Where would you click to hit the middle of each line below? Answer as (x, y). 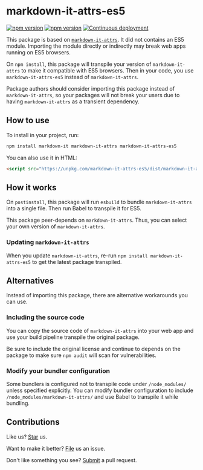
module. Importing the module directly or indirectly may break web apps (96, 46)
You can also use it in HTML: (42, 158)
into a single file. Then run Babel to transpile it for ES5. (74, 208)
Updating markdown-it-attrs (48, 242)
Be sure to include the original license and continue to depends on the (94, 349)
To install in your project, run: (43, 135)
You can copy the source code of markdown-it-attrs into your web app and (100, 330)
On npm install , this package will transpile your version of (79, 64)
